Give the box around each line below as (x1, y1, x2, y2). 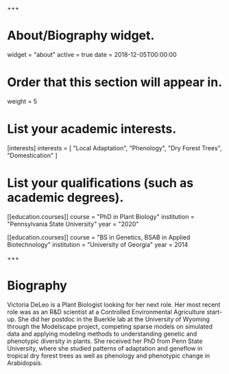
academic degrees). (7, 190, 124, 205)
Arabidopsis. (7, 358, 43, 367)
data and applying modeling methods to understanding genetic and (7, 329, 197, 338)
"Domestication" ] (7, 151, 58, 159)
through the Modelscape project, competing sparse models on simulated (7, 322, 213, 330)
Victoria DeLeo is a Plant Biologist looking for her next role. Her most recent (7, 300, 221, 309)
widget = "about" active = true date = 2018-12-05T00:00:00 (7, 50, 177, 58)
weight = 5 (7, 97, 38, 105)
